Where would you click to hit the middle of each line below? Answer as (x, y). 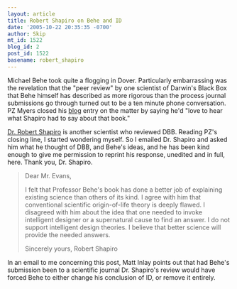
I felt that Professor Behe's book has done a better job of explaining (123, 190)
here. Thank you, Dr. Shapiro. (50, 162)
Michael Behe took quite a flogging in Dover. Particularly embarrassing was (117, 80)
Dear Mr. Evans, (48, 175)
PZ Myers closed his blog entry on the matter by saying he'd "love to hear (115, 110)
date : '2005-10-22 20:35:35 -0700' (60, 27)
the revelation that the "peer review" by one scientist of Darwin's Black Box (117, 88)
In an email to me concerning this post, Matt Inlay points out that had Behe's (118, 262)
